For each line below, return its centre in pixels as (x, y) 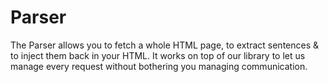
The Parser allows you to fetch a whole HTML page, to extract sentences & (165, 45)
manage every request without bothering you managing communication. (159, 66)
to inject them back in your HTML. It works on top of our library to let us (158, 55)
